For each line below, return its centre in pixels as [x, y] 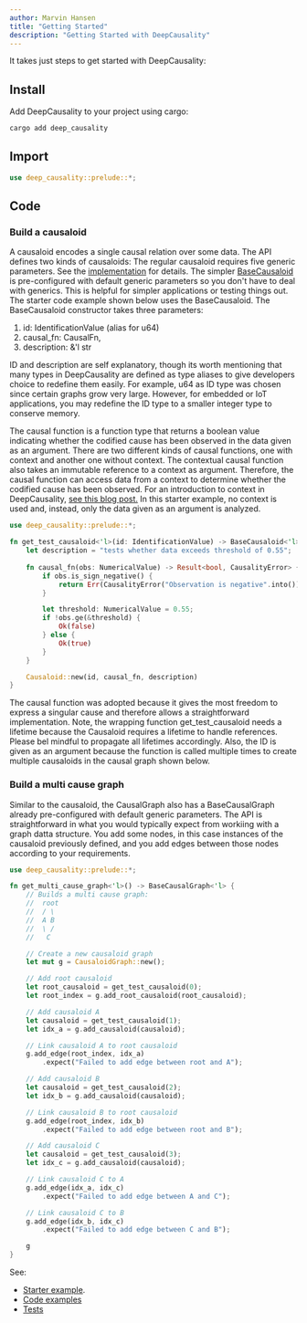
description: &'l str [57, 347]
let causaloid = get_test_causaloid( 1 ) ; [104, 1020]
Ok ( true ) [75, 643]
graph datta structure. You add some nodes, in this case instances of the [146, 834]
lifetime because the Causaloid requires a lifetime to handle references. [144, 732]
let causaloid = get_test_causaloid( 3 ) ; [104, 1155]
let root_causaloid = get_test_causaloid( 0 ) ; [114, 987]
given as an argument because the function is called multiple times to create [153, 751]
